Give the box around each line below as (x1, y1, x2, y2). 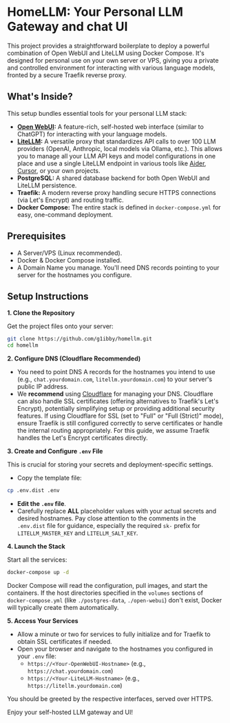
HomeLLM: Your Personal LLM (7, 4, 184, 20)
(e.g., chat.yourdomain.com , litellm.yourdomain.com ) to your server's (17, 375, 212, 383)
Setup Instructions (7, 290, 89, 302)
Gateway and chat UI (7, 19, 128, 34)
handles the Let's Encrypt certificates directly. (17, 434, 148, 442)
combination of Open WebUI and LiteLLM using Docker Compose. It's (7, 49, 205, 57)
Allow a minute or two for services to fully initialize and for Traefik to (17, 630, 211, 638)
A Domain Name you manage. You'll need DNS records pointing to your (17, 263, 220, 272)
